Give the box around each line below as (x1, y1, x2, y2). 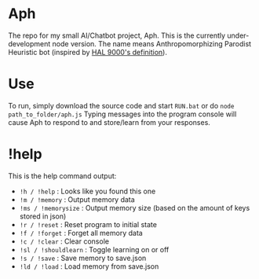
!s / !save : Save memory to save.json (19, 253, 147, 262)
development (8, 39, 51, 48)
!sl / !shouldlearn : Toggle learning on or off (19, 244, 170, 254)
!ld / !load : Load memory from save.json (19, 261, 159, 271)
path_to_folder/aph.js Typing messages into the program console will (8, 109, 237, 119)
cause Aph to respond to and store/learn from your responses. (8, 117, 210, 127)
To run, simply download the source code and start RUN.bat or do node (8, 101, 235, 110)
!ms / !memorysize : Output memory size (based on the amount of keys (19, 203, 250, 212)
